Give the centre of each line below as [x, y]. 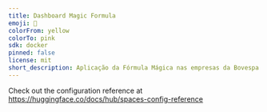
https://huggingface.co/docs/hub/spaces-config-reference [106, 99]
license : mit [30, 61]
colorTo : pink [32, 38]
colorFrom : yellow [39, 30]
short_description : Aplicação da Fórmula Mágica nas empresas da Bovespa [134, 68]
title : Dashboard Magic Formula [62, 16]
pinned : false [32, 53]
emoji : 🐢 [23, 23]
